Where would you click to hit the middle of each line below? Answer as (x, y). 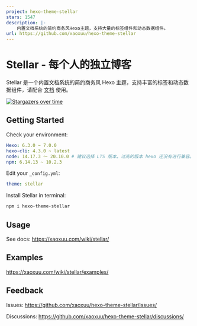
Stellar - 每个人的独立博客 (69, 65)
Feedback (25, 291)
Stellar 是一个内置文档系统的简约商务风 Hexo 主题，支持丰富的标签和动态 (95, 82)
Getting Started (35, 120)
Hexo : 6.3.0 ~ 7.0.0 (32, 145)
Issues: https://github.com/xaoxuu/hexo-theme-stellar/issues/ (82, 305)
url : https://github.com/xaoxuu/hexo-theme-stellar (71, 34)
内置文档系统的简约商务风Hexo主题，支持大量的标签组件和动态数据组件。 (93, 28)
